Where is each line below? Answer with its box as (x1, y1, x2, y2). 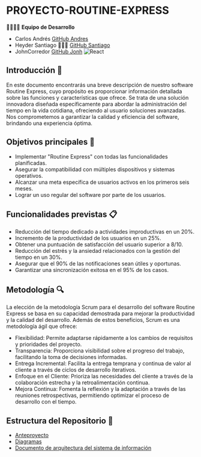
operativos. (14, 172, 43, 179)
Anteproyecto (14, 432, 49, 438)
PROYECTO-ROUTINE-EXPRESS (6, 4, 169, 17)
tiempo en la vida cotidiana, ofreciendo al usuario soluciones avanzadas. (6, 106, 186, 114)
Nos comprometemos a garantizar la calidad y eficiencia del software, (6, 113, 179, 120)
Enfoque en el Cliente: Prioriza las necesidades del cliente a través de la (14, 373, 193, 380)
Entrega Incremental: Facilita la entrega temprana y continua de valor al (14, 360, 191, 367)
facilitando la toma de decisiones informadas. (14, 354, 128, 361)
